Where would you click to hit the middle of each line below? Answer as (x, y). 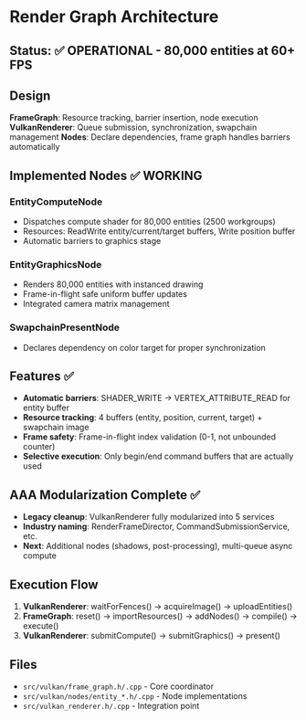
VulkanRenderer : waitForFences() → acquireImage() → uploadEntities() (158, 607)
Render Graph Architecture (114, 17)
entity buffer (46, 408)
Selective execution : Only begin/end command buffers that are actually (158, 456)
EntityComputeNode (56, 201)
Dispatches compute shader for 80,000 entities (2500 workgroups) (149, 222)
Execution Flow (54, 584)
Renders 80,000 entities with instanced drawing (113, 284)
